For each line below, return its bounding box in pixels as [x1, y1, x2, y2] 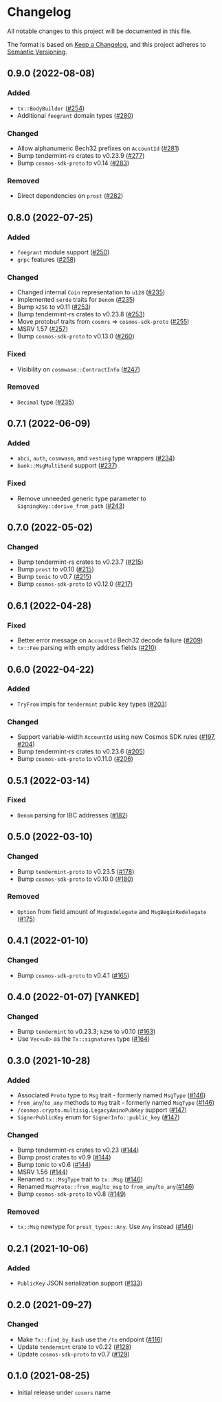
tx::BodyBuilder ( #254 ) [16, 104, 85, 112]
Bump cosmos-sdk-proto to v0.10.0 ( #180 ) [16, 875, 134, 883]
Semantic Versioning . [7, 48, 67, 56]
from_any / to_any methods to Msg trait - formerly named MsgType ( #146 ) [16, 1098, 215, 1106]
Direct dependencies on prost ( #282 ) [16, 192, 124, 200]
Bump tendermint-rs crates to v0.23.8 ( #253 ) [16, 310, 146, 318]
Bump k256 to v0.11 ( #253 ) [16, 303, 91, 311]
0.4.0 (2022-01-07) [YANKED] [7, 990, 140, 1003]
